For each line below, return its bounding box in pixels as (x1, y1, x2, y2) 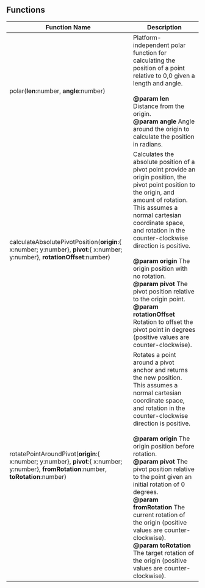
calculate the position (133, 132, 195, 141)
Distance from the (133, 102, 185, 110)
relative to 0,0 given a (133, 71, 195, 80)
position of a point (133, 63, 185, 72)
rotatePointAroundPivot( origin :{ (9, 450, 100, 458)
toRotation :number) (9, 472, 67, 481)
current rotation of (133, 511, 185, 519)
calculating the (133, 56, 176, 65)
